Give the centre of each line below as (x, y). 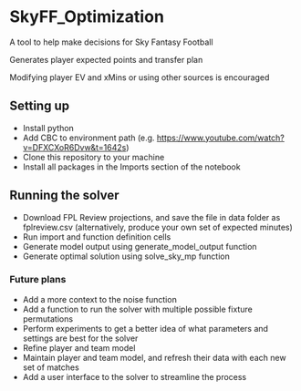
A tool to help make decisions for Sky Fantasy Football (111, 42)
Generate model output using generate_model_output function (140, 246)
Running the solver (65, 195)
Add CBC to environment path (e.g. (88, 138)
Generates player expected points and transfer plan (106, 59)
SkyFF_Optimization (87, 17)
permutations (48, 319)
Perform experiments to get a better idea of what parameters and (145, 328)
